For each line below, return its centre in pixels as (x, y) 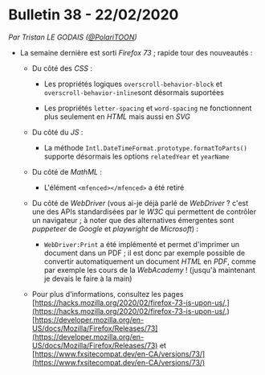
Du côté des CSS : (62, 68)
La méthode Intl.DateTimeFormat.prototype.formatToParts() (145, 147)
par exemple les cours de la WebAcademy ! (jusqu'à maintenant (149, 270)
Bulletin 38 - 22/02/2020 (94, 15)
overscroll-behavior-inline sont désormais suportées (134, 92)
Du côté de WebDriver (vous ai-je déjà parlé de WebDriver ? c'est (140, 203)
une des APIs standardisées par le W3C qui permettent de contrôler (144, 212)
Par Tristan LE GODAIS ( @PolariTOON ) (73, 37)
